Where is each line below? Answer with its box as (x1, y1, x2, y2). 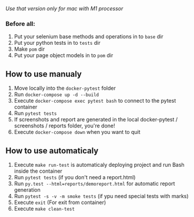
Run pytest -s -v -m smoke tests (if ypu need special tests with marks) (14, 192, 189, 199)
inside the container (14, 167, 63, 175)
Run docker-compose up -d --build (14, 91, 99, 98)
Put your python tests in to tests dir (14, 40, 101, 47)
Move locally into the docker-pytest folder (14, 85, 116, 92)
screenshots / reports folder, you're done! (14, 122, 115, 129)
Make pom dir (14, 45, 45, 52)
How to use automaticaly (5, 146, 99, 156)
